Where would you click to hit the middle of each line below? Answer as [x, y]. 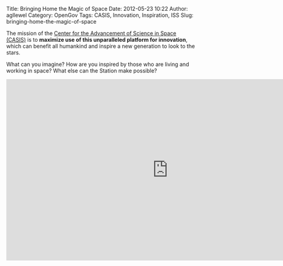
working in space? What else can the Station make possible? [82, 71]
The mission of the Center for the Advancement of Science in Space [91, 33]
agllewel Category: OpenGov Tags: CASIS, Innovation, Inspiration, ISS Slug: [100, 15]
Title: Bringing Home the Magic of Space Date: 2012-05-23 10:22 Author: [97, 9]
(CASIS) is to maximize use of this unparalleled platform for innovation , [97, 40]
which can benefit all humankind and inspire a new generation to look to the [101, 46]
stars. [13, 53]
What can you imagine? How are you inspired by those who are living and [98, 64]
